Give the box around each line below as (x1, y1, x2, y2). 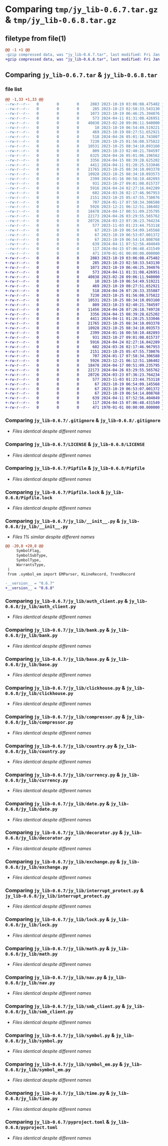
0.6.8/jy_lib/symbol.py (5, 1038, 63, 1044)
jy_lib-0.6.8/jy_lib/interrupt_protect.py (5, 893, 110, 899)
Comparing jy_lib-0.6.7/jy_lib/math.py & (5, 945, 110, 952)
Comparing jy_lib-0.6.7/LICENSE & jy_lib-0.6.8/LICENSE (5, 441, 145, 448)
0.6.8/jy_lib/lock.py (5, 922, 58, 928)
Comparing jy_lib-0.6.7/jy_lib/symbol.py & (5, 1032, 115, 1039)
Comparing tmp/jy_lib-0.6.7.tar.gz (5, 4, 158, 15)
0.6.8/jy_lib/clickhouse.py (5, 690, 73, 696)
